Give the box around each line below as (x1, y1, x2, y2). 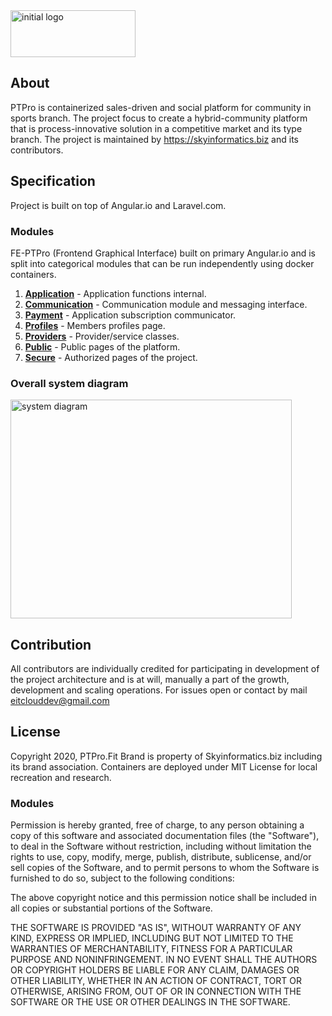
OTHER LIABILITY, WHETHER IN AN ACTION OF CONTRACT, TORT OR (10, 975, 302, 987)
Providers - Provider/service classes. (24, 330, 180, 342)
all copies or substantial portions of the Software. (10, 902, 213, 914)
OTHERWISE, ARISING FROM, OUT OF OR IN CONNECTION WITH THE (10, 985, 302, 998)
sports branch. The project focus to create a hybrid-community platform (10, 112, 308, 124)
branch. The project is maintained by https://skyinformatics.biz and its (10, 133, 299, 145)
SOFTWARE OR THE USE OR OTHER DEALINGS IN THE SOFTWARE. (10, 996, 291, 1008)
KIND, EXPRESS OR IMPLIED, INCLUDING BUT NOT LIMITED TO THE (10, 932, 294, 944)
